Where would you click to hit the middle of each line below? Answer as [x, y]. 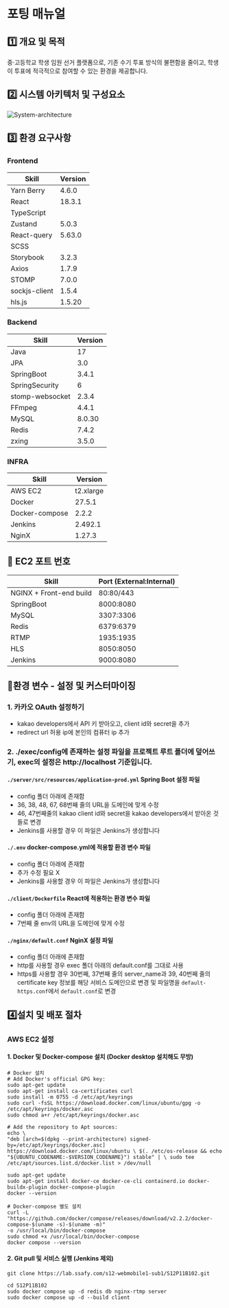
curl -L [18, 1213]
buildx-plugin [27, 1187]
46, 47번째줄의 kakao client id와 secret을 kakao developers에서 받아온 [114, 813]
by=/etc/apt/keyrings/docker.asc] [57, 1145]
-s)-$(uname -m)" [81, 1224]
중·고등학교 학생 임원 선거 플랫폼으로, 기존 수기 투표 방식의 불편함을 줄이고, [107, 62]
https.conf [33, 992]
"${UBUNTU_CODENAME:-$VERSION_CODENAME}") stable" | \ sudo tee [101, 1157]
